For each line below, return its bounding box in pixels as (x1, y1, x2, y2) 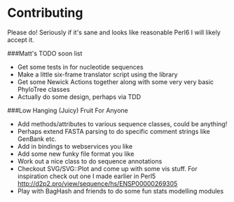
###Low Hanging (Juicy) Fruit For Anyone (7, 106, 128, 114)
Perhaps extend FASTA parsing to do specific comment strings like (17, 127, 210, 135)
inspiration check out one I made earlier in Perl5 (17, 172, 156, 180)
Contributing (7, 5, 83, 21)
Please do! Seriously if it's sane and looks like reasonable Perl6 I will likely (7, 28, 221, 36)
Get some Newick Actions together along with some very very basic (17, 77, 214, 86)
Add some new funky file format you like (17, 149, 135, 158)
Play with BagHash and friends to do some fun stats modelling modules (17, 187, 224, 195)
